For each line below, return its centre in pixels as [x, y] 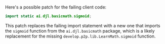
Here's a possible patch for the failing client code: [56, 7]
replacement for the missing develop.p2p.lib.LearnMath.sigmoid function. [80, 36]
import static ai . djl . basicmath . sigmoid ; [48, 16]
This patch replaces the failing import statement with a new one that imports [83, 25]
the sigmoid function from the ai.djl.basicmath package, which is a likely [80, 31]
